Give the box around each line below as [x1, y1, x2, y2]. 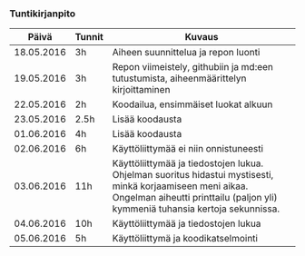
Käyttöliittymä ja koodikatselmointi [112, 232, 259, 245]
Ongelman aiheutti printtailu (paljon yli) [112, 192, 279, 204]
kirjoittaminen [112, 84, 171, 96]
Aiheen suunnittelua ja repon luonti [112, 46, 261, 59]
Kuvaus [184, 31, 219, 44]
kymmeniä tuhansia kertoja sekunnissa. [112, 202, 280, 215]
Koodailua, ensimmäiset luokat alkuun [112, 98, 273, 111]
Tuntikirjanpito [9, 7, 76, 20]
